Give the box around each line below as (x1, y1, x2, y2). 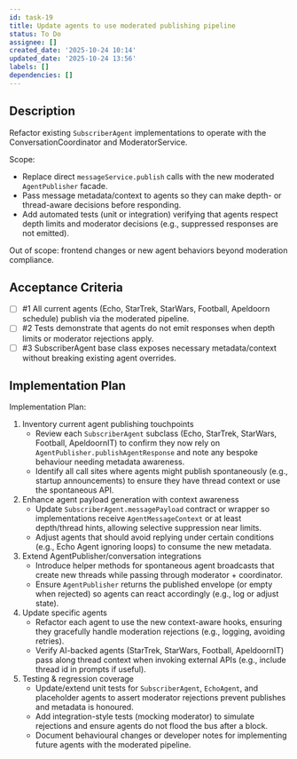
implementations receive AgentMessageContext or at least (35, 513, 242, 524)
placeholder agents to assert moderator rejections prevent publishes (35, 692, 286, 703)
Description (9, 104, 75, 119)
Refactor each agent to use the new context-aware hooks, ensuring (35, 617, 283, 628)
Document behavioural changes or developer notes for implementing (35, 730, 287, 741)
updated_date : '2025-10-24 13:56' (9, 54, 137, 63)
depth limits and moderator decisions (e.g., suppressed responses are (21, 218, 279, 229)
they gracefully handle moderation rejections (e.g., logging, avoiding (35, 627, 285, 637)
